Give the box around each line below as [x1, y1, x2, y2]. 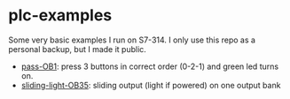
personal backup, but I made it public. [8, 43, 147, 54]
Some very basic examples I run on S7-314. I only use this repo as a [8, 34, 256, 45]
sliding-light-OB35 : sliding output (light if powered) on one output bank [20, 80, 281, 90]
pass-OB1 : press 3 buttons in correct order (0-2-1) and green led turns [20, 61, 279, 72]
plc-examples [8, 5, 113, 26]
